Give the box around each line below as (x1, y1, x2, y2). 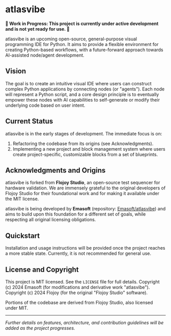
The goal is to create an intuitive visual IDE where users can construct (5, 80, 152, 86)
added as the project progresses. (5, 325, 75, 331)
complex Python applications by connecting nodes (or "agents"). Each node (5, 86, 165, 92)
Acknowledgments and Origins (5, 166, 106, 175)
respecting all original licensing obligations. (5, 217, 96, 223)
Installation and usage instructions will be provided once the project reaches (5, 245, 165, 251)
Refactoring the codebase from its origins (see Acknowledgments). (12, 140, 154, 147)
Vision (5, 67, 26, 76)
